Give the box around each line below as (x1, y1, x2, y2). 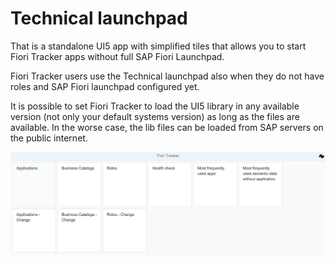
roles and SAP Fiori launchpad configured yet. (10, 80, 200, 92)
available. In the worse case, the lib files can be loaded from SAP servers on (10, 121, 324, 133)
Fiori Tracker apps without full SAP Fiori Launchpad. (10, 50, 225, 62)
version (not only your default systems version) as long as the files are (10, 110, 300, 122)
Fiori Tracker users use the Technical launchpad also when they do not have (10, 70, 325, 82)
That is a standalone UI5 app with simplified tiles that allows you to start (10, 40, 307, 52)
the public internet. (10, 132, 88, 144)
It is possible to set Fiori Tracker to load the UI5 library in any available (10, 100, 300, 112)
